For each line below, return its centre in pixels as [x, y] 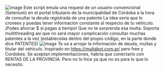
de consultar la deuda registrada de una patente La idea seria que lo [74, 18]
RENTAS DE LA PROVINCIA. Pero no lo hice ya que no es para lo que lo [77, 59]
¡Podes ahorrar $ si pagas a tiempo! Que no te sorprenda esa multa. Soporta [82, 28]
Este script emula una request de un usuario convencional [82, 8]
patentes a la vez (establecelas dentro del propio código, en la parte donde [81, 38]
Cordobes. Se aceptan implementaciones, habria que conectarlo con [75, 54]
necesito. [14, 64]
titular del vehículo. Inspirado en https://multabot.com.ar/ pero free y [74, 49]
